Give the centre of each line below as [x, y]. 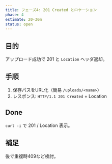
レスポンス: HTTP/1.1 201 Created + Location [60, 96]
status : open [19, 24]
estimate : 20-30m [24, 19]
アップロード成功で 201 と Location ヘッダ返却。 [57, 59]
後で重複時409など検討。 [32, 156]
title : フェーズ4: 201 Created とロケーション [51, 10]
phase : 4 [15, 15]
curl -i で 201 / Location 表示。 [39, 125]
